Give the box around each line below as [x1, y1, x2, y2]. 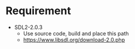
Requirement [5, 4, 71, 18]
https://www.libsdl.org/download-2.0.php [23, 36, 125, 43]
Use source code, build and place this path [23, 30, 129, 37]
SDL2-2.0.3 [14, 24, 43, 31]
